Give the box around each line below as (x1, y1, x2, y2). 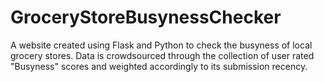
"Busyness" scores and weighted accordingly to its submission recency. (10, 60, 308, 72)
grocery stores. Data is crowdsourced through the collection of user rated (10, 49, 315, 61)
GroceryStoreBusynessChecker (10, 6, 282, 29)
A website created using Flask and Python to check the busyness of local (10, 39, 313, 51)
